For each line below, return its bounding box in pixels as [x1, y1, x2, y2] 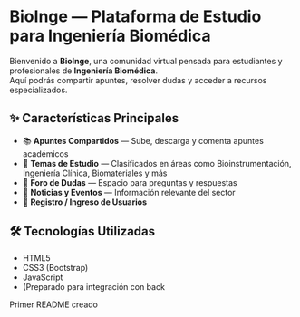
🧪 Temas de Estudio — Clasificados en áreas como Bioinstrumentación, [22, 158, 292, 168]
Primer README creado [9, 299, 98, 310]
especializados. [9, 84, 68, 95]
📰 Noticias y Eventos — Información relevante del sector [22, 187, 236, 197]
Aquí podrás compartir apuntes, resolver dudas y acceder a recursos [9, 74, 267, 85]
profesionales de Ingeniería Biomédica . [9, 65, 159, 76]
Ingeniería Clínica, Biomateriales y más [22, 168, 168, 178]
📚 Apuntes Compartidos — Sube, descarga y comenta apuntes [22, 135, 265, 146]
